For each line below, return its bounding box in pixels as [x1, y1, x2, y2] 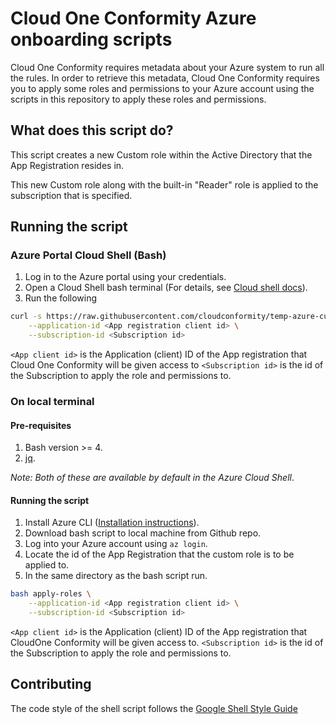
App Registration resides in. [10, 159, 125, 171]
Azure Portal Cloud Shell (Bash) [10, 248, 167, 262]
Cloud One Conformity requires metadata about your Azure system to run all [10, 61, 325, 73]
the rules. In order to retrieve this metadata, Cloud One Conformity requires [10, 72, 320, 84]
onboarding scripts [10, 28, 173, 51]
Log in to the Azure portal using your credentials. [24, 271, 227, 283]
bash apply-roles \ [10, 589, 92, 599]
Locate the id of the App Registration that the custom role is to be [24, 548, 295, 561]
